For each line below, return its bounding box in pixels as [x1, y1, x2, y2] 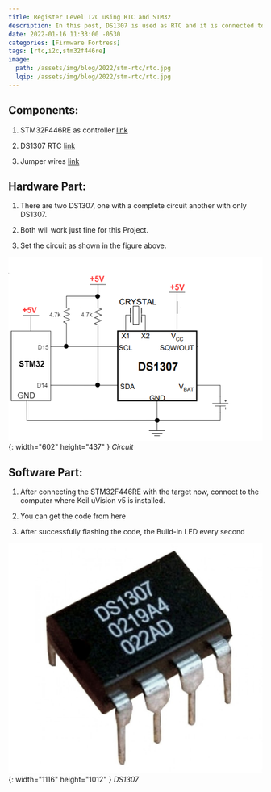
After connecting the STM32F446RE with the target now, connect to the [19, 487, 260, 497]
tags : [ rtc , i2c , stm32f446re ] [8, 47, 106, 56]
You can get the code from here [19, 511, 127, 521]
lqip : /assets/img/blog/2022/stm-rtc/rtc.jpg [15, 73, 172, 81]
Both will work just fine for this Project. [19, 225, 149, 235]
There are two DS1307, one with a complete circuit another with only [19, 201, 248, 211]
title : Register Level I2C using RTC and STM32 [8, 13, 172, 21]
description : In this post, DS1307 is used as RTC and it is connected [8, 21, 254, 30]
